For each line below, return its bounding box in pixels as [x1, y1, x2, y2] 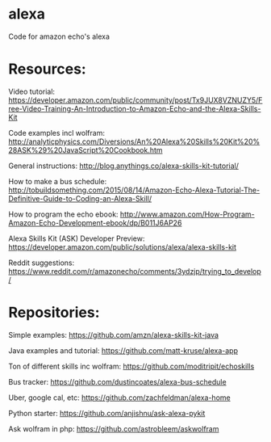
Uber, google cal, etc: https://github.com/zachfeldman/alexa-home [8, 393, 231, 402]
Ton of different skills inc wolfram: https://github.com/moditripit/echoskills [8, 361, 255, 371]
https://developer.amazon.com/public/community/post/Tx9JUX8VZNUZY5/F [8, 95, 263, 105]
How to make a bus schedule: [8, 176, 107, 186]
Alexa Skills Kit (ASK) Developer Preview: [8, 234, 145, 243]
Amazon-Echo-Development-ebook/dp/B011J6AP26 [8, 217, 182, 227]
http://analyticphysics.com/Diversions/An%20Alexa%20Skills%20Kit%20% [8, 137, 261, 146]
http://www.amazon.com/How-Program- [119, 209, 256, 219]
